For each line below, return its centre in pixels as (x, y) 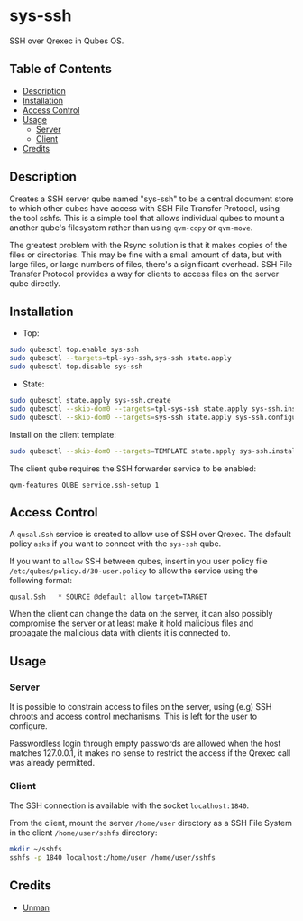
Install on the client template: (63, 434)
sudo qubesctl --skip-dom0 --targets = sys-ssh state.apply (120, 417)
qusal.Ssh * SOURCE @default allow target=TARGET (108, 597)
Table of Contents (61, 69)
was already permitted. (52, 763)
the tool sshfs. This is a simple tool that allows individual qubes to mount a (147, 218)
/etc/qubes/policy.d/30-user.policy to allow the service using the (134, 571)
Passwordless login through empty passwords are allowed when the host (145, 743)
